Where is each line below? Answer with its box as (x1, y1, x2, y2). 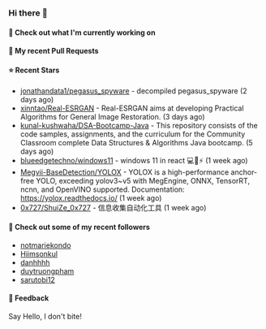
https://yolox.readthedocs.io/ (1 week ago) (19, 193, 162, 203)
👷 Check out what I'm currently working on (8, 28, 156, 37)
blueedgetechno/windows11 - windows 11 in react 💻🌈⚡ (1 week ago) (19, 156, 249, 166)
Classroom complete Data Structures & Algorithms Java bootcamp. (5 (19, 138, 253, 148)
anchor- (230, 167, 258, 177)
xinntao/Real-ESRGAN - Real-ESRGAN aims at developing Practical (19, 103, 245, 113)
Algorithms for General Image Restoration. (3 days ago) (19, 112, 205, 122)
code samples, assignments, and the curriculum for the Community (19, 129, 246, 139)
